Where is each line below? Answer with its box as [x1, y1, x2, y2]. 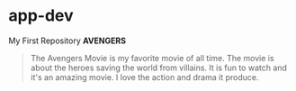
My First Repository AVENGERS [8, 35, 127, 46]
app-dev [8, 5, 74, 26]
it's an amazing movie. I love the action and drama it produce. [30, 71, 259, 82]
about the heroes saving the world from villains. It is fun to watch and [30, 62, 287, 73]
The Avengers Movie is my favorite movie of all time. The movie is [30, 52, 275, 63]
